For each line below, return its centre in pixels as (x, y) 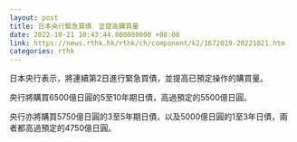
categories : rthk (42, 52)
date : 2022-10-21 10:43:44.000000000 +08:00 (95, 34)
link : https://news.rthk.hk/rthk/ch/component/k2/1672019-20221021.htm (147, 43)
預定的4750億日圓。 (78, 128)
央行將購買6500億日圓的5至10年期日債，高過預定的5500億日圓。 (130, 98)
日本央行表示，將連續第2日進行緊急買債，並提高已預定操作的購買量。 (139, 79)
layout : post (34, 18)
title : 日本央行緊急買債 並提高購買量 (74, 26)
